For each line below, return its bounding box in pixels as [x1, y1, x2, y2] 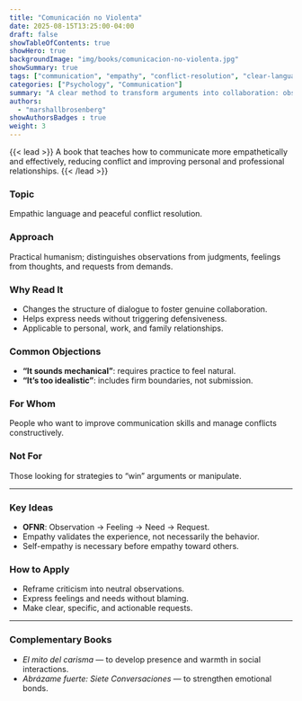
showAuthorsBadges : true [9, 113, 106, 122]
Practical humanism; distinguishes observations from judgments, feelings [9, 251, 281, 262]
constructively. [9, 428, 65, 439]
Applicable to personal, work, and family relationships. [22, 323, 224, 333]
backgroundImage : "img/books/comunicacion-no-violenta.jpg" [9, 55, 240, 64]
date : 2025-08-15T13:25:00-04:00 [9, 22, 135, 31]
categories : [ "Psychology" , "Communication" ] [9, 80, 182, 89]
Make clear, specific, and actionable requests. [22, 603, 193, 614]
